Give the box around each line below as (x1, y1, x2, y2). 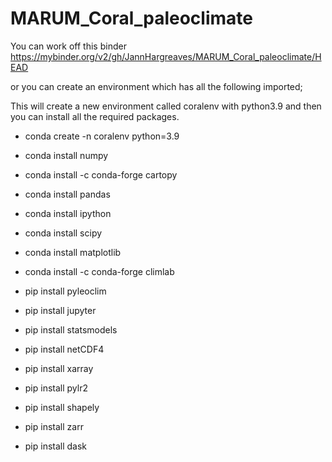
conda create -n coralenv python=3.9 (24, 130, 180, 142)
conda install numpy (24, 149, 109, 161)
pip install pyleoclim (24, 285, 107, 297)
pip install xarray (24, 362, 94, 374)
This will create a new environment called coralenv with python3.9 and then (10, 100, 322, 112)
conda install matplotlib (24, 246, 122, 258)
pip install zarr (24, 420, 84, 432)
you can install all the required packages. (10, 110, 180, 122)
